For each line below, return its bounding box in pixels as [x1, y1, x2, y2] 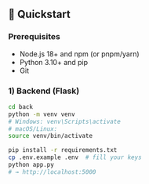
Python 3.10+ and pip [19, 57, 89, 67]
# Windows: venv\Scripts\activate [8, 117, 122, 125]
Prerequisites [8, 31, 60, 42]
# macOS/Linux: [8, 124, 58, 133]
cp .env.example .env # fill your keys [8, 153, 143, 161]
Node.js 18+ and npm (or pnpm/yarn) [19, 49, 140, 59]
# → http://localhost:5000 [8, 168, 96, 176]
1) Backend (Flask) [8, 85, 80, 96]
